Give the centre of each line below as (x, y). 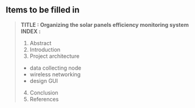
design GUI (44, 81)
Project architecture (55, 56)
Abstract (41, 43)
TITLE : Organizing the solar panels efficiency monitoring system (105, 24)
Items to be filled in (43, 10)
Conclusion (44, 92)
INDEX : (30, 31)
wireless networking (55, 74)
